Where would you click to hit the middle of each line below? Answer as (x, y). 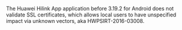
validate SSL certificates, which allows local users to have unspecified (91, 15)
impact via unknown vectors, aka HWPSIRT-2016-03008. (75, 21)
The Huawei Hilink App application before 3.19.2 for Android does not (90, 9)
